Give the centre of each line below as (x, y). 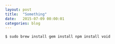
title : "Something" (26, 14)
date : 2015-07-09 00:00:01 (35, 19)
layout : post (18, 10)
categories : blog (23, 23)
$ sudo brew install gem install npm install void (58, 37)
